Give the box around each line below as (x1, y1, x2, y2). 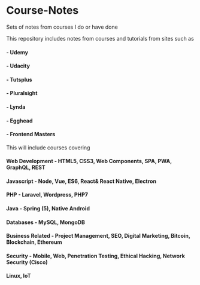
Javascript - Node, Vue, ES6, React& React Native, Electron (6, 177, 157, 185)
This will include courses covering (6, 144, 90, 151)
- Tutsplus (6, 76, 32, 83)
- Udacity (6, 62, 30, 69)
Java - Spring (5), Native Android (6, 205, 90, 212)
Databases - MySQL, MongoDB (6, 219, 86, 226)
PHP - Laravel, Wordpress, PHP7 (6, 191, 89, 198)
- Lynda (6, 103, 26, 111)
